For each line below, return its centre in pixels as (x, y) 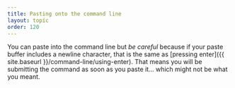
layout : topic (28, 20)
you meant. (24, 77)
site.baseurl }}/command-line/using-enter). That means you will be (105, 62)
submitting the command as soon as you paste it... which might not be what (117, 69)
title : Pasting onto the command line (64, 14)
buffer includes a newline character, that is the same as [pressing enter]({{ (116, 54)
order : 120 (23, 27)
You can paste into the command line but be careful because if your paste (115, 47)
